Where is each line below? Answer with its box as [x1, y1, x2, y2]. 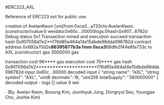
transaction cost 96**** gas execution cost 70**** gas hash [5, 59, 132, 64]
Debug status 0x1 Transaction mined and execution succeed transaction [5, 34, 152, 39]
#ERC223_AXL [5, 4, 35, 10]
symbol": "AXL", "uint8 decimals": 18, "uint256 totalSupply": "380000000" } [5, 75, 159, 80]
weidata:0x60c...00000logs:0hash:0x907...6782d [47, 28, 148, 34]
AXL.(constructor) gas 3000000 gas [5, 49, 79, 55]
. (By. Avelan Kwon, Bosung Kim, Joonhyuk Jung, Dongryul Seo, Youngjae [5, 89, 155, 95]
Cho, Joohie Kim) [5, 94, 40, 100]
